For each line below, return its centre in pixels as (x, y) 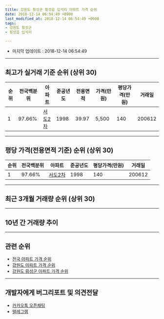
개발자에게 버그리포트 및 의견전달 (52, 293)
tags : (10, 23)
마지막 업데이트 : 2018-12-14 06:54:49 (49, 51)
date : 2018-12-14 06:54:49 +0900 (39, 14)
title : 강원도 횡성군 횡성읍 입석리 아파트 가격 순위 (51, 10)
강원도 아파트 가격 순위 (34, 265)
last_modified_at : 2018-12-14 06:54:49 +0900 (52, 19)
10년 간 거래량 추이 (32, 223)
